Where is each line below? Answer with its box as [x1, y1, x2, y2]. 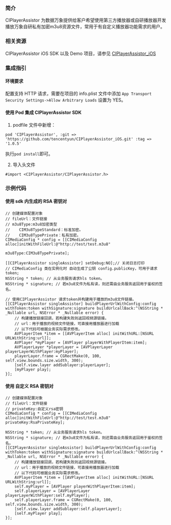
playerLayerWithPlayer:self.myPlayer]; [5, 493, 90, 498]
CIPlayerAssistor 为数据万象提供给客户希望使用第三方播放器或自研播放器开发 [5, 17, 166, 24]
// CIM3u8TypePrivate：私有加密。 [5, 233, 81, 238]
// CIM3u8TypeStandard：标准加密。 [5, 227, 83, 233]
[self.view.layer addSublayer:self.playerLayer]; [14, 507, 123, 512]
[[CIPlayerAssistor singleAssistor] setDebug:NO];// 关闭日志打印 [5, 260, 145, 266]
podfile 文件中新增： [12, 122, 56, 128]
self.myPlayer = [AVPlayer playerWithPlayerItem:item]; [14, 484, 136, 489]
